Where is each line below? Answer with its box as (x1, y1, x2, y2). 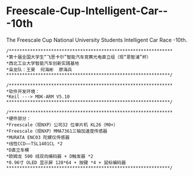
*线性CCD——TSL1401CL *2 (6, 140, 63, 146)
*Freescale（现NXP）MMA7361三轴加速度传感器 (6, 128, 107, 134)
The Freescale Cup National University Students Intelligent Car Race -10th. (6, 36, 188, 43)
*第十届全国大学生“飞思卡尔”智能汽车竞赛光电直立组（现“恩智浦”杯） (6, 54, 152, 60)
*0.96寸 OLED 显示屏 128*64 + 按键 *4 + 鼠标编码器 (6, 159, 126, 165)
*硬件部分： (6, 116, 31, 121)
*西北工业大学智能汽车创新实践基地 (6, 60, 80, 66)
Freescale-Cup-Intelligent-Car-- (6, 4, 168, 18)
